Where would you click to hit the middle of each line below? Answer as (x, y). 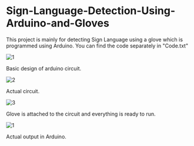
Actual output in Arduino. (36, 137)
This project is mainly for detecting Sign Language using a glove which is (95, 39)
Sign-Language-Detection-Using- (91, 11)
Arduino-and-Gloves (58, 23)
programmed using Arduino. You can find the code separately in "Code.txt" (97, 46)
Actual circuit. (23, 91)
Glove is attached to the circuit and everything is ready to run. (81, 114)
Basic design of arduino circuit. (44, 68)
